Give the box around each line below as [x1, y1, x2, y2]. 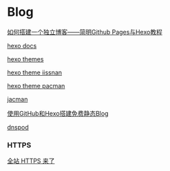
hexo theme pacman [7, 81, 65, 90]
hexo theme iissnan [7, 68, 63, 77]
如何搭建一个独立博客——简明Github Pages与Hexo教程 [7, 28, 163, 36]
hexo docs [7, 41, 37, 50]
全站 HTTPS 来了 [7, 157, 55, 165]
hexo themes [7, 54, 44, 63]
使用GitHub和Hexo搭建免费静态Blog [7, 109, 109, 117]
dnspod [7, 123, 29, 131]
